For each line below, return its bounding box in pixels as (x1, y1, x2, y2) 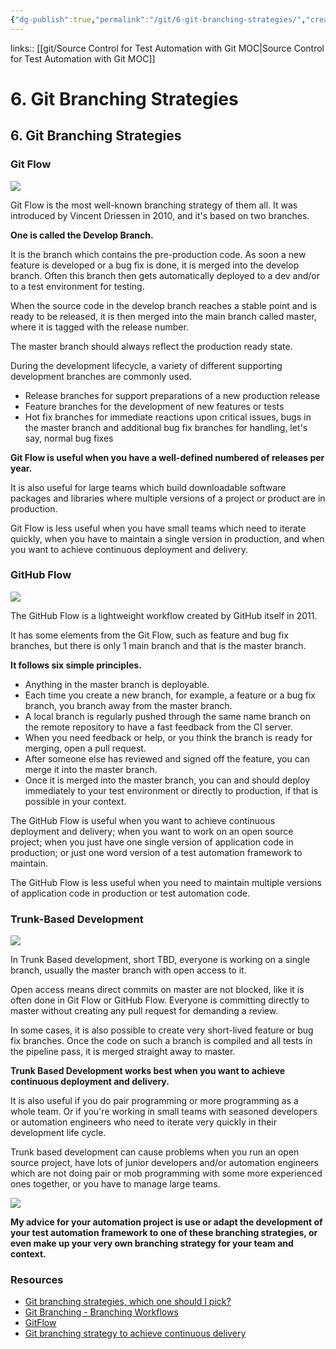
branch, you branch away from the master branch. (24, 699, 233, 711)
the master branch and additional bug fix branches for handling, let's (24, 421, 308, 433)
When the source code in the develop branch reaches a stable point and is (10, 299, 318, 311)
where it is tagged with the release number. (10, 321, 189, 333)
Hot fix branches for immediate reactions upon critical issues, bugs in (24, 411, 312, 423)
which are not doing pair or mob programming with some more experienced (10, 1167, 323, 1180)
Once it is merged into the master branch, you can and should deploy (24, 774, 311, 786)
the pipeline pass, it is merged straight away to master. (10, 1046, 236, 1058)
